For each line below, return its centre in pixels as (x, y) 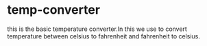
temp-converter (54, 10)
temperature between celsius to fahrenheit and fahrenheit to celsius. (103, 36)
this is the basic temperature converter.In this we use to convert (97, 29)
